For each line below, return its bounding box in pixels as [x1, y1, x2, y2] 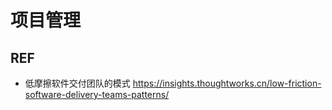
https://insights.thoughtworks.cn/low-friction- [132, 77, 322, 89]
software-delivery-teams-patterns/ [24, 89, 170, 100]
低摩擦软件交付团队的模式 [24, 77, 131, 89]
